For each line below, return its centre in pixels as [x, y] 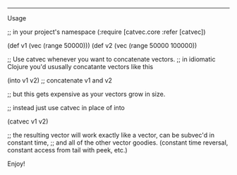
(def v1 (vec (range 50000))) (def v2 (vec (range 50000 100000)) [102, 46]
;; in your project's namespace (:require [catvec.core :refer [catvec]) [107, 32]
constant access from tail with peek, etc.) [68, 150]
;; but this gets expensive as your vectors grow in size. [86, 94]
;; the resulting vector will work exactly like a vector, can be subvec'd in [111, 135]
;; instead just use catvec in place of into [66, 108]
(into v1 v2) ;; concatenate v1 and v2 [60, 80]
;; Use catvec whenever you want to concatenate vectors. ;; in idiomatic [111, 59]
